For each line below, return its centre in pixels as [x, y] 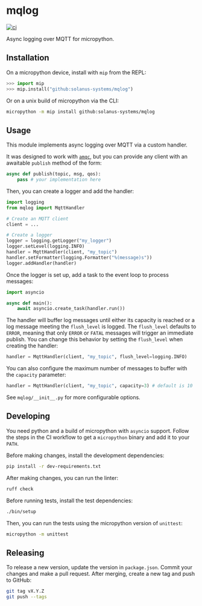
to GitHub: [19, 580]
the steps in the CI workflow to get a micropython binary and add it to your [98, 437]
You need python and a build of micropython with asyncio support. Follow [98, 431]
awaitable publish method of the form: [54, 163]
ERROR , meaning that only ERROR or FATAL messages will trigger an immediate [100, 333]
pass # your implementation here [59, 180]
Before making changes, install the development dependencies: [85, 455]
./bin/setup [21, 511]
